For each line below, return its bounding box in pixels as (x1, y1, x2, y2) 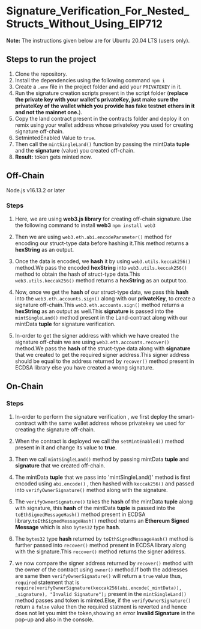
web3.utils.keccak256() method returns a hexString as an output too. (14, 276, 188, 284)
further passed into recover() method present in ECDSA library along (14, 541, 187, 548)
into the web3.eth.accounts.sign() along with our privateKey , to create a (14, 294, 196, 302)
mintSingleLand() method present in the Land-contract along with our (14, 314, 188, 321)
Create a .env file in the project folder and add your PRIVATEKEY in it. (14, 83, 182, 90)
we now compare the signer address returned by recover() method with (14, 559, 194, 567)
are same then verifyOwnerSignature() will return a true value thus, (14, 572, 182, 579)
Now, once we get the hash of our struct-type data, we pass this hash (14, 288, 189, 296)
